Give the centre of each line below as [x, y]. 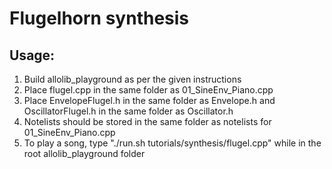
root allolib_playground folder [84, 153]
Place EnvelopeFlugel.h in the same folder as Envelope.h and [149, 100]
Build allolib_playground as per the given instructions [132, 79]
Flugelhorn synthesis [99, 18]
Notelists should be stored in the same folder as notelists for [147, 121]
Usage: [32, 55]
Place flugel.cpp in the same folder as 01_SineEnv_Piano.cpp [148, 90]
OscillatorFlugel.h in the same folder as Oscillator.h [128, 111]
